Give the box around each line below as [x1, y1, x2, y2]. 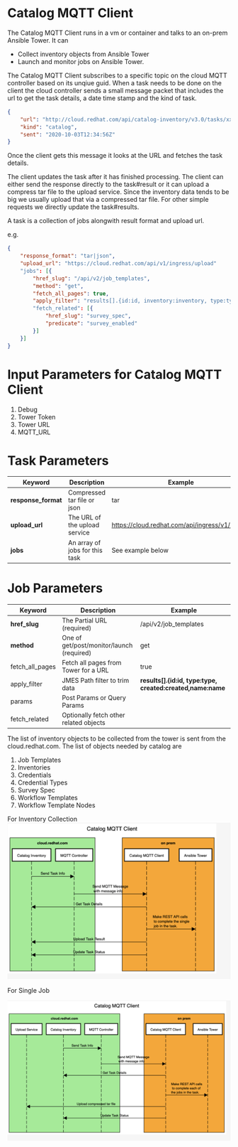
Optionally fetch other [62, 711, 125, 719]
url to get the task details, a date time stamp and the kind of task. [7, 94, 197, 102]
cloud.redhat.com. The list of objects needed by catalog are [7, 741, 182, 750]
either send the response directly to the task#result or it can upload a [7, 180, 210, 189]
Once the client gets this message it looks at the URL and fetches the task [7, 151, 223, 160]
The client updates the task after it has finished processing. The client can [7, 173, 224, 181]
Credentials [17, 770, 52, 779]
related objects [62, 718, 106, 727]
